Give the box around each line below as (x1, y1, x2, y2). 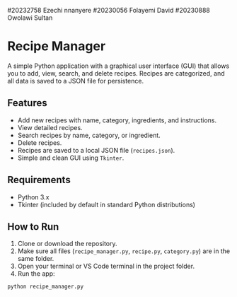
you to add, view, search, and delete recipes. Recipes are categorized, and (7, 69, 225, 77)
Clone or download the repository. (17, 240, 118, 248)
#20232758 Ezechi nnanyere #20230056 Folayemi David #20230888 (7, 6, 211, 14)
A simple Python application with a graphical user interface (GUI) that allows (7, 62, 230, 70)
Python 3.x (17, 192, 50, 201)
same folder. (17, 255, 54, 263)
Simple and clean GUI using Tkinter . (17, 153, 125, 162)
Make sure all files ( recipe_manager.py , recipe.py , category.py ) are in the (17, 247, 231, 255)
